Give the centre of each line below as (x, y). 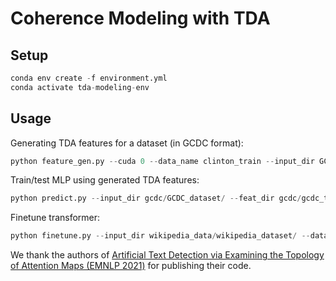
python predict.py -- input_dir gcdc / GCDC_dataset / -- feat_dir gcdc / (156, 198)
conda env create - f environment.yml (89, 78)
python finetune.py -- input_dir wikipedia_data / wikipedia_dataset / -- (160, 236)
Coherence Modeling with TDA (140, 18)
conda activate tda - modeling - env (80, 87)
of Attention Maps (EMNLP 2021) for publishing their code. (131, 266)
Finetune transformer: (55, 218)
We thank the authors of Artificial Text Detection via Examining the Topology (167, 255)
